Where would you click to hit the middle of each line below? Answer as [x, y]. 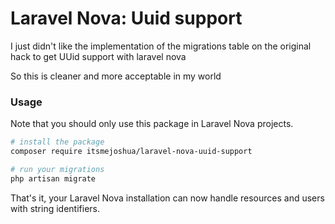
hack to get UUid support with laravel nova [98, 56]
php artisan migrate [53, 178]
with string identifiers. [55, 208]
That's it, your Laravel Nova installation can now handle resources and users [167, 198]
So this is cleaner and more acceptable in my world [116, 76]
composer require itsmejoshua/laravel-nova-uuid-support [131, 152]
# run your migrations [57, 169]
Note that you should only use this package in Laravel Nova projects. [152, 124]
